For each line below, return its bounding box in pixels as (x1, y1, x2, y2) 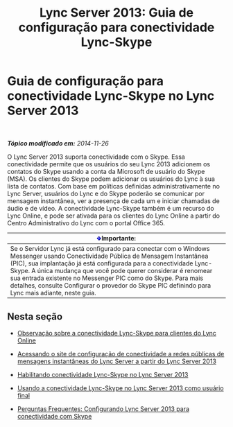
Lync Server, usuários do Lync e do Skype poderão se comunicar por (7, 189, 205, 198)
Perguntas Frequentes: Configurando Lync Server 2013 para (17, 405, 189, 413)
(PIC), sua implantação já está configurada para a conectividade (10, 259, 193, 268)
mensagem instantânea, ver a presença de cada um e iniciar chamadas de (7, 196, 220, 205)
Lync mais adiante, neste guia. (10, 288, 96, 297)
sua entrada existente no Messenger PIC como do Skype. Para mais (10, 274, 203, 282)
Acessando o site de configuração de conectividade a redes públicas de (17, 350, 225, 358)
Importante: (101, 234, 137, 243)
